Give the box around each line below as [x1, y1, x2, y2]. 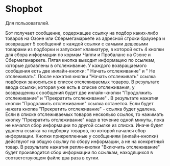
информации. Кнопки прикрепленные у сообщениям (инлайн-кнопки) [5, 133, 158, 139]
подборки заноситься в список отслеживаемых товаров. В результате [5, 79, 160, 85]
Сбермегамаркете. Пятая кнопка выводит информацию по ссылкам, [5, 57, 156, 63]
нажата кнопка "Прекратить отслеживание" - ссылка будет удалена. [5, 106, 157, 112]
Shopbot [5, 3, 42, 15]
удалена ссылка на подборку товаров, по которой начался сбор [5, 127, 146, 133]
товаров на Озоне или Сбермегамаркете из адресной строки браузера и [5, 35, 165, 41]
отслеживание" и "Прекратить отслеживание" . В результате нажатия [5, 95, 159, 101]
